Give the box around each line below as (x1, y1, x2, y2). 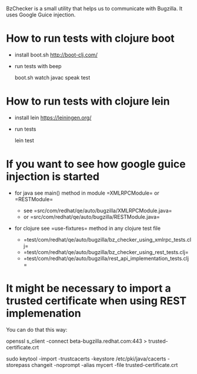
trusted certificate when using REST (6, 294, 187, 308)
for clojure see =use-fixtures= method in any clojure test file (14, 225, 161, 232)
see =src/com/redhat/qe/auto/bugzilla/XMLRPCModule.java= (23, 207, 172, 214)
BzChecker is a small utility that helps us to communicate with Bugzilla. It (6, 5, 183, 12)
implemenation (6, 307, 81, 320)
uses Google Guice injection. (6, 11, 76, 18)
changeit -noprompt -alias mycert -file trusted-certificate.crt (31, 361, 178, 368)
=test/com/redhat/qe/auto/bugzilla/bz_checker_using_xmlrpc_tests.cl (23, 236, 192, 243)
